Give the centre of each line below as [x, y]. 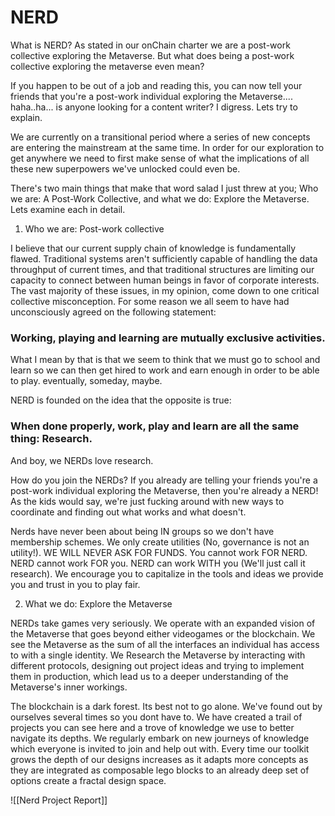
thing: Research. [51, 439]
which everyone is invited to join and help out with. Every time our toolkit [160, 748]
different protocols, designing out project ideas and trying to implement [157, 665]
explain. [26, 117]
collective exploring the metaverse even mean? [107, 66]
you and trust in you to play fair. [75, 584]
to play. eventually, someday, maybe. [86, 381]
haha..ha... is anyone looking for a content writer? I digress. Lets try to [154, 107]
